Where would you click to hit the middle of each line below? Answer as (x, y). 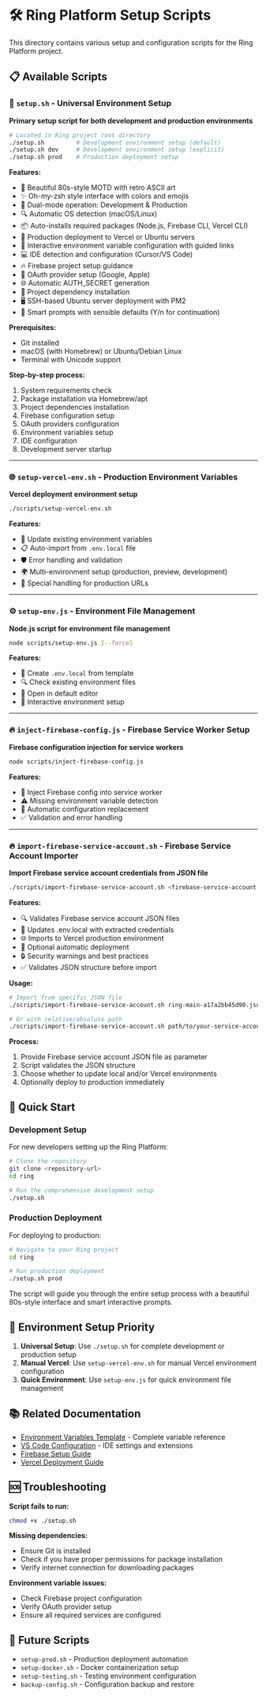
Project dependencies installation (75, 407)
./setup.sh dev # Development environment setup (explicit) (117, 150)
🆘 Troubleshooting (58, 1487)
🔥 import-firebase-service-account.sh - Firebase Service (120, 846)
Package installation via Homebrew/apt (84, 399)
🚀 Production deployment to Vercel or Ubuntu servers (108, 237)
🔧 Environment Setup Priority (82, 1327)
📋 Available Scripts (58, 77)
